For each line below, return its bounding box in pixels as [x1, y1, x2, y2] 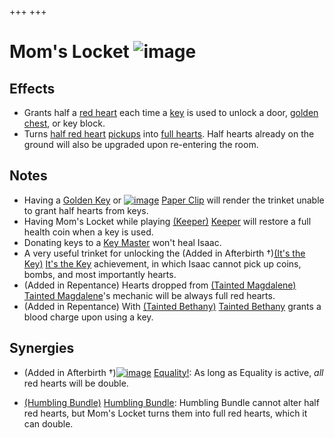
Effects [9, 80, 56, 97]
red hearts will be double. [23, 377, 129, 389]
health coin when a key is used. [23, 226, 154, 238]
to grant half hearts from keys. [23, 204, 149, 216]
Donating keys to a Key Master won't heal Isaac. [23, 236, 222, 248]
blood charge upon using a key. [23, 311, 154, 323]
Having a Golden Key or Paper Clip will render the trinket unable [23, 194, 325, 206]
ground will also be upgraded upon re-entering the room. [23, 139, 259, 150]
